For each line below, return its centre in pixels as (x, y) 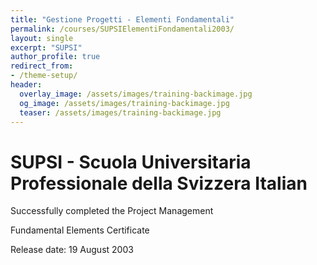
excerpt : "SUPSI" (46, 47)
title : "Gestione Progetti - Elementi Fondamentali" (122, 19)
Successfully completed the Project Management (112, 211)
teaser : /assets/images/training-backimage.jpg (120, 112)
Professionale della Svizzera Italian (159, 183)
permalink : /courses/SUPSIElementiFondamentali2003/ (122, 29)
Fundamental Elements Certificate (80, 230)
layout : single (42, 38)
